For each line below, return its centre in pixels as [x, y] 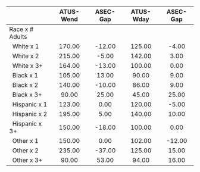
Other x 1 [25, 141]
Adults [18, 37]
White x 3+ [28, 66]
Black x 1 [25, 75]
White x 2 [26, 56]
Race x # [21, 29]
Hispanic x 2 [30, 114]
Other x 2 [25, 150]
